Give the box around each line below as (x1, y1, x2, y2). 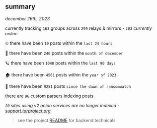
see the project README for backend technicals (17, 117, 116, 123)
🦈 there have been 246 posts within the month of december (5, 50, 123, 56)
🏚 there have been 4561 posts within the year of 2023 (5, 71, 117, 77)
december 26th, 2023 (5, 15, 50, 21)
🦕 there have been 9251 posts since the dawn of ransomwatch (5, 83, 131, 89)
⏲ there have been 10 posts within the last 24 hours (5, 40, 113, 46)
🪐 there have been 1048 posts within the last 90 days (5, 60, 116, 66)
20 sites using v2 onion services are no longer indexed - (5, 102, 120, 108)
